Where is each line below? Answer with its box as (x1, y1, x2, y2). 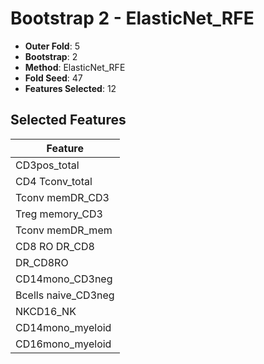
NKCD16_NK (15, 304, 77, 318)
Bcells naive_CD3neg (15, 288, 115, 302)
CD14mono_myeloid (15, 320, 112, 334)
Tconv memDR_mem (15, 223, 113, 237)
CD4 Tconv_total (15, 174, 93, 188)
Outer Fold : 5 (24, 40, 80, 52)
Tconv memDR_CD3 (15, 190, 110, 204)
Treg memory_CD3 (15, 207, 103, 221)
